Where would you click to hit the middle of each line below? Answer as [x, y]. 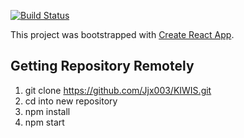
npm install [47, 111]
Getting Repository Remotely [102, 66]
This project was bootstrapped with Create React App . [122, 34]
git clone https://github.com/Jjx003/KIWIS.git [118, 90]
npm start [44, 122]
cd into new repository [71, 101]
